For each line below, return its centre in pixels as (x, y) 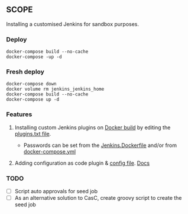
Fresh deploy (25, 72)
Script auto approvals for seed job (56, 191)
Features (19, 114)
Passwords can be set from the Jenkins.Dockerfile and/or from (100, 145)
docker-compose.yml (49, 151)
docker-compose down (32, 84)
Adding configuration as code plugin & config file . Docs (82, 163)
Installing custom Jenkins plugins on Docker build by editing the (93, 127)
